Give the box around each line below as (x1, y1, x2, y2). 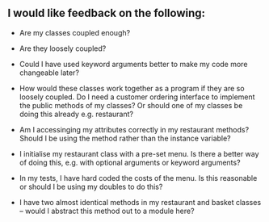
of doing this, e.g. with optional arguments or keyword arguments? (19, 157, 241, 167)
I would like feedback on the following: (7, 6, 206, 20)
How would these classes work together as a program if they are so (19, 83, 245, 93)
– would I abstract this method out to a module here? (19, 206, 195, 216)
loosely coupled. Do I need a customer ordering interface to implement (19, 92, 255, 102)
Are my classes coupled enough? (19, 27, 131, 37)
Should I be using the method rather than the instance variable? (19, 133, 231, 143)
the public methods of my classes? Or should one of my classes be (19, 100, 243, 110)
